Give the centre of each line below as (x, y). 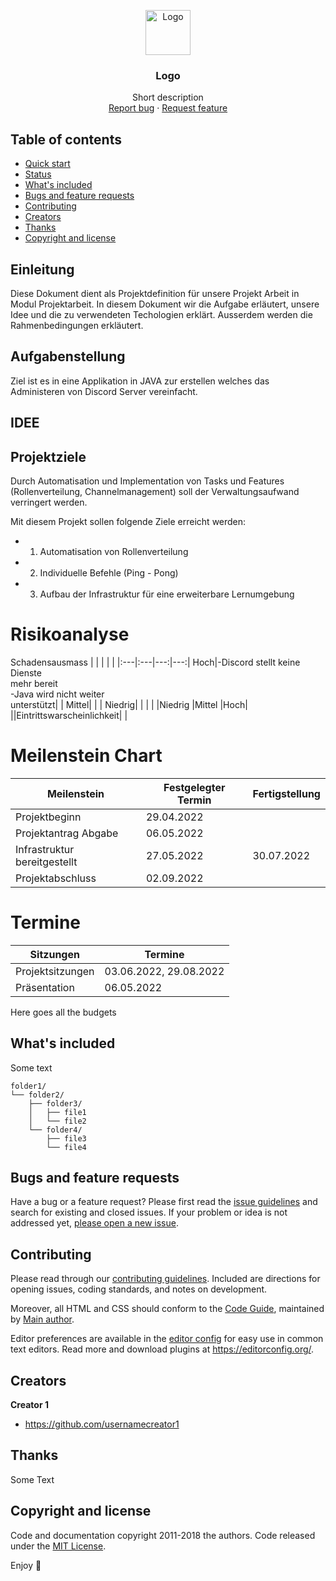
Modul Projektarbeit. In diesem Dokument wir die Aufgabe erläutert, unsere (165, 304)
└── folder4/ (55, 1130)
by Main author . (42, 1319)
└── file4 (66, 1147)
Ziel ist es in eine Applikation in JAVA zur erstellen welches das (140, 381)
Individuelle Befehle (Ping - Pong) (109, 572)
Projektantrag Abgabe (67, 833)
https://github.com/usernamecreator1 (102, 1424)
